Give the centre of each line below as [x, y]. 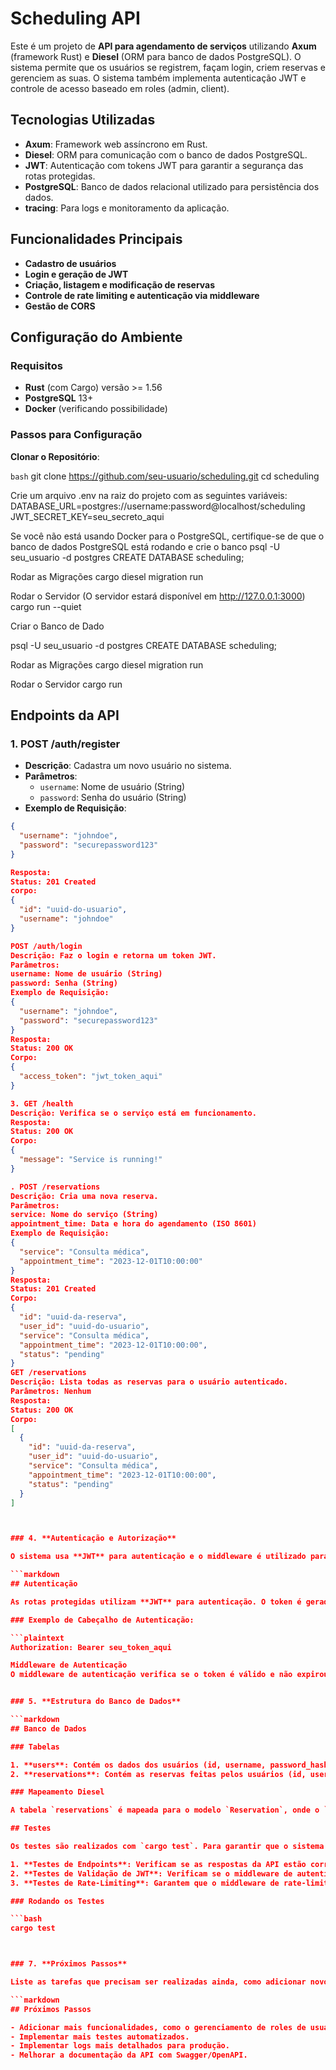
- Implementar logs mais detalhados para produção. [120, 2046]
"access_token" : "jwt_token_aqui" [91, 1077]
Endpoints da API [65, 715]
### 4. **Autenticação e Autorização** [93, 1538]
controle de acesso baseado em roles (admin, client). [120, 88]
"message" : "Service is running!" [91, 1160]
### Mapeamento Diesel [57, 1792]
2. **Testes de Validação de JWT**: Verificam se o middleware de [151, 1873]
